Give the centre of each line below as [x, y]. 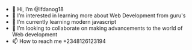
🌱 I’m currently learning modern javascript [64, 22]
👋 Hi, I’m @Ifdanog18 [38, 9]
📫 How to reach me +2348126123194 [59, 41]
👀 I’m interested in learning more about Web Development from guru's [99, 15]
